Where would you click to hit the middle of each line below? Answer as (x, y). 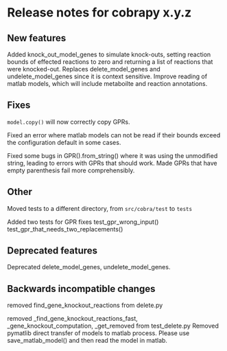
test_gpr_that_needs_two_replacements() (65, 229)
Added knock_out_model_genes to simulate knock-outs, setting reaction (109, 54)
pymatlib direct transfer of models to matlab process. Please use (98, 333)
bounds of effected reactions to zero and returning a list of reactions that (110, 62)
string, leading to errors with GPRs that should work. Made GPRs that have (112, 163)
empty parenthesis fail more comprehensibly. (71, 170)
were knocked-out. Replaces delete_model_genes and (84, 69)
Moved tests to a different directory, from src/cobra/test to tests (100, 208)
